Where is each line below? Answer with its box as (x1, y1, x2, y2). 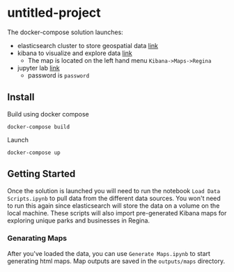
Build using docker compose (7, 109, 89, 118)
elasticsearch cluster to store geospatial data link (17, 41, 159, 50)
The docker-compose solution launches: (7, 28, 123, 36)
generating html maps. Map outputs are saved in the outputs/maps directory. (7, 257, 225, 265)
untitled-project (7, 5, 101, 21)
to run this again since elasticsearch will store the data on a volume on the (7, 201, 220, 210)
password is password (27, 71, 90, 80)
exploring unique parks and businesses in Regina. (7, 216, 150, 225)
